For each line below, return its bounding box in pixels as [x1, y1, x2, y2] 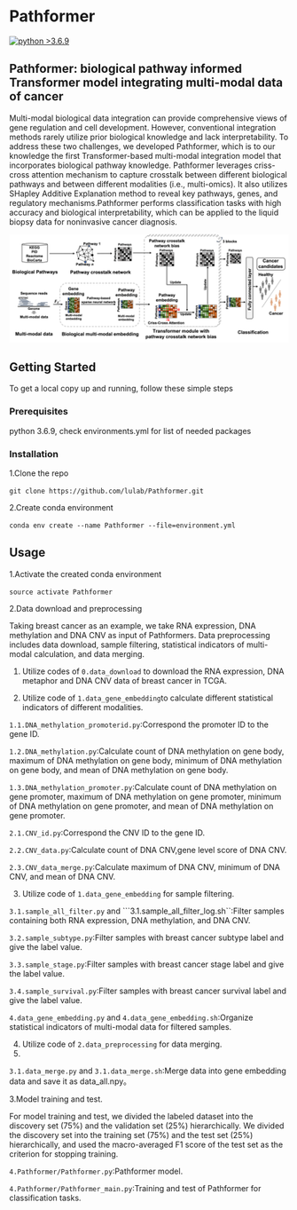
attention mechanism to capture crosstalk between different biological [31, 169, 288, 179]
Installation [9, 447, 59, 460]
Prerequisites [9, 406, 68, 418]
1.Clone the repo [9, 468, 69, 478]
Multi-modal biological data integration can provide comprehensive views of [9, 113, 288, 123]
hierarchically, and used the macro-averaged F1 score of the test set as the [9, 1139, 284, 1150]
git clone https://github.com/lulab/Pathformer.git [9, 486, 204, 496]
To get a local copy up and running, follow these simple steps [9, 384, 233, 394]
